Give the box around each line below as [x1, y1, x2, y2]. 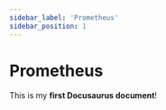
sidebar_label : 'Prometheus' [9, 13, 119, 23]
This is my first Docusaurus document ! [9, 90, 158, 101]
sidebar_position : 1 [9, 22, 88, 31]
